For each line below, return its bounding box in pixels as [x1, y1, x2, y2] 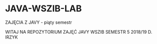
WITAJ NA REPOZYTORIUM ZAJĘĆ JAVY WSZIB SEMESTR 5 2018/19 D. [5, 29, 153, 35]
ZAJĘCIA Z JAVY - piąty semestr [5, 19, 72, 25]
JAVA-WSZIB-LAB [5, 3, 82, 14]
